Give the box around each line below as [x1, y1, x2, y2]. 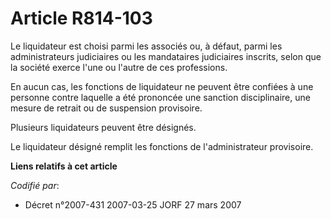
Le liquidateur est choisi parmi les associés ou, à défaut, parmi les [10, 40, 283, 52]
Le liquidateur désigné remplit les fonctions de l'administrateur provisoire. [10, 140, 314, 152]
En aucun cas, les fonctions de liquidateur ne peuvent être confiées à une [10, 80, 314, 92]
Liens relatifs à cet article [10, 160, 118, 172]
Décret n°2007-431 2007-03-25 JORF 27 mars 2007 [24, 198, 242, 211]
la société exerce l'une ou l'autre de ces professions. [10, 61, 228, 73]
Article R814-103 [10, 7, 153, 30]
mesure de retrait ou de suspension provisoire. [10, 102, 203, 114]
